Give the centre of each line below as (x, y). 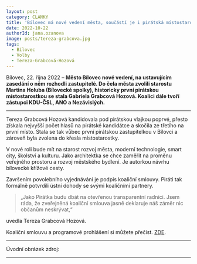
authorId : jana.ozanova (35, 33)
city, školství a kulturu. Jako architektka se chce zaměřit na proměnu (89, 155)
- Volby (21, 55)
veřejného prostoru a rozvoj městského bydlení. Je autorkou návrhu (88, 161)
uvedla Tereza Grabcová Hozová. (46, 221)
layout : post (22, 11)
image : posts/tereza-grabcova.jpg (48, 39)
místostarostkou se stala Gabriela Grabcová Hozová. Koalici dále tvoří (93, 96)
